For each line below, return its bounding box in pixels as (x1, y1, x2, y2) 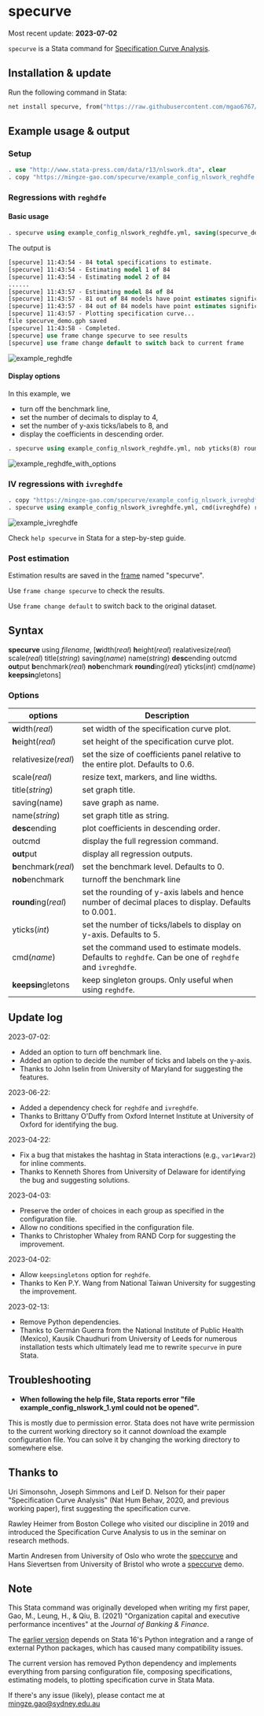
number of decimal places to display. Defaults (82, 897, 251, 908)
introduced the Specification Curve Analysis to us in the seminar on (8, 1527, 226, 1536)
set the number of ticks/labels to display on (82, 919, 242, 930)
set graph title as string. (82, 810, 170, 821)
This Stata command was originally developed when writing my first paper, (8, 1603, 250, 1613)
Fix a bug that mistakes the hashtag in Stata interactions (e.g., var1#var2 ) (19, 1150, 256, 1160)
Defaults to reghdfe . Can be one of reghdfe (82, 952, 240, 963)
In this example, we (8, 388, 71, 398)
